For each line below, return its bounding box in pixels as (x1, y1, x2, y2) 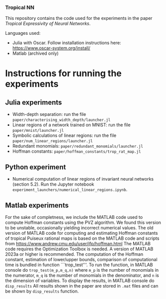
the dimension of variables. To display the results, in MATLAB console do (5, 278, 155, 284)
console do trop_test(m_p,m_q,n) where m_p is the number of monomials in (5, 267, 159, 273)
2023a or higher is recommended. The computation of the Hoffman (5, 251, 143, 257)
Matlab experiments (5, 201, 69, 209)
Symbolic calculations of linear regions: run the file (12, 132, 117, 138)
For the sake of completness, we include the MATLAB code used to (5, 214, 143, 220)
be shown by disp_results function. (5, 288, 79, 294)
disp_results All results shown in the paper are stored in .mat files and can (5, 283, 159, 289)
